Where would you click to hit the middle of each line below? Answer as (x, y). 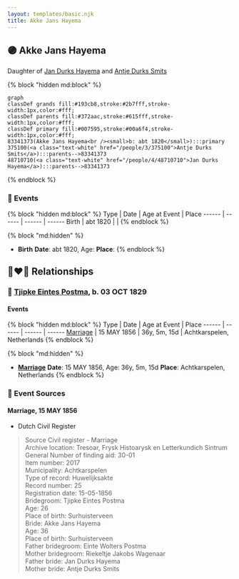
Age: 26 (36, 508)
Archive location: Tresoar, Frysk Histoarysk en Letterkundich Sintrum (126, 448)
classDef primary (33, 129)
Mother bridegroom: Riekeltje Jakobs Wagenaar (95, 554)
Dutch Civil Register (47, 426)
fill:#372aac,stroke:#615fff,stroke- (118, 117)
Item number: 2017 (52, 463)
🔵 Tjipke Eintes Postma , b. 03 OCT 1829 (77, 292)
